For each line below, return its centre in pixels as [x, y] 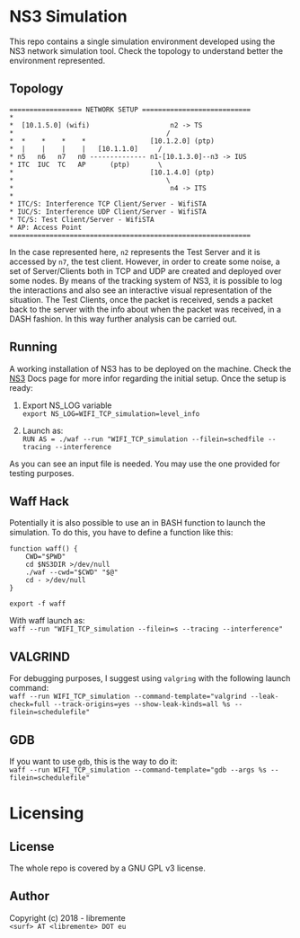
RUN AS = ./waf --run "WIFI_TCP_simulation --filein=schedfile [143, 439]
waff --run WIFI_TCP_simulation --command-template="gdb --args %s [138, 770]
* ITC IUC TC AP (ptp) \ [86, 164]
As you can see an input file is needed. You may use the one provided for [145, 464]
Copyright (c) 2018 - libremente [67, 917]
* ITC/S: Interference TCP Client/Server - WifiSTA [108, 204]
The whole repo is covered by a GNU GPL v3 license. [108, 868]
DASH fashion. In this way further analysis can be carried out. [124, 319]
